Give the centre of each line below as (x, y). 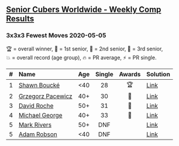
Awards (130, 74)
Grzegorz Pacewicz (45, 96)
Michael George (40, 115)
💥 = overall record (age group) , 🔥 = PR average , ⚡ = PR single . (81, 57)
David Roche (36, 106)
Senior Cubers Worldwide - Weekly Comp (84, 10)
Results (20, 19)
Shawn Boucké (39, 86)
